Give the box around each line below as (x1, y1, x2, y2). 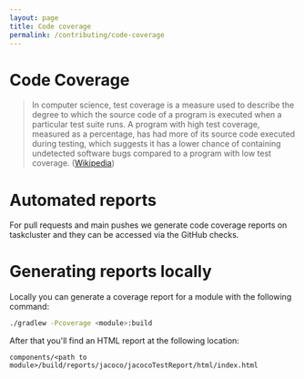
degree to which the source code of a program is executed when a (31, 109, 282, 120)
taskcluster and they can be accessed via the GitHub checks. (9, 230, 239, 241)
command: (9, 302, 50, 312)
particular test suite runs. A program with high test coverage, (31, 119, 260, 130)
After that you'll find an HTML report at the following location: (9, 335, 239, 346)
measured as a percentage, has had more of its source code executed (31, 128, 296, 139)
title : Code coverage (9, 22, 92, 31)
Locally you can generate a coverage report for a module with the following (9, 292, 292, 302)
